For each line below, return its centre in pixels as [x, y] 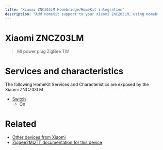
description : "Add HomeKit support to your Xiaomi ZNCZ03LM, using [75, 14]
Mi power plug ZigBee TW [43, 51]
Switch [19, 99]
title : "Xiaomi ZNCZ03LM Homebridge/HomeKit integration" [65, 9]
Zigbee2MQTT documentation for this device [57, 142]
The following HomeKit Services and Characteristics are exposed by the [77, 84]
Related [21, 124]
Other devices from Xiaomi [39, 137]
